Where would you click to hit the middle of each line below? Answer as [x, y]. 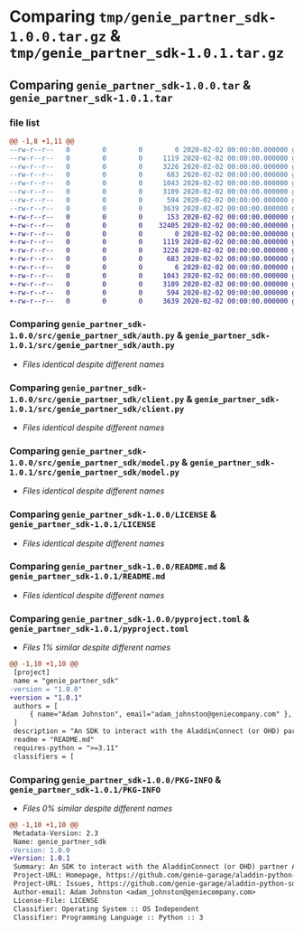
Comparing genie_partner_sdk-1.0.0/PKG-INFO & [115, 779]
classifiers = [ [44, 757]
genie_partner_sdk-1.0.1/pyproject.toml [99, 629]
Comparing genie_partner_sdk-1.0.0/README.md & [118, 567]
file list [25, 122]
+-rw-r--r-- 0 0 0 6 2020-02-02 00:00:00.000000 [149, 268]
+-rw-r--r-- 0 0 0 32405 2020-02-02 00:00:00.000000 [149, 225]
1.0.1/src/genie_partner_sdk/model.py [95, 472]
